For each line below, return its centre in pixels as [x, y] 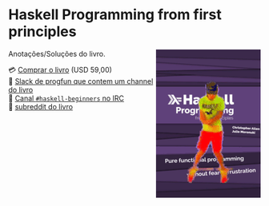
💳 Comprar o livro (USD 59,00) [60, 69]
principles [42, 32]
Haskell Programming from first [115, 15]
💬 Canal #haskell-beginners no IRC [66, 98]
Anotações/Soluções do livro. [57, 53]
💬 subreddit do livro [41, 106]
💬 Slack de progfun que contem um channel [81, 81]
